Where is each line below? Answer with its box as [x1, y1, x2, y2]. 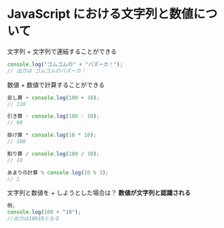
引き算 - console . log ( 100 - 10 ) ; [7, 113, 100, 120]
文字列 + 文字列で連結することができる [7, 47, 117, 55]
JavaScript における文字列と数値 [7, 6, 194, 22]
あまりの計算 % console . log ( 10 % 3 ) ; [7, 169, 109, 176]
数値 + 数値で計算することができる [7, 80, 105, 89]
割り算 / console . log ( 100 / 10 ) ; [7, 150, 100, 157]
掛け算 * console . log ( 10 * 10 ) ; [7, 131, 97, 139]
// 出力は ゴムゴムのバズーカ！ [7, 67, 87, 74]
